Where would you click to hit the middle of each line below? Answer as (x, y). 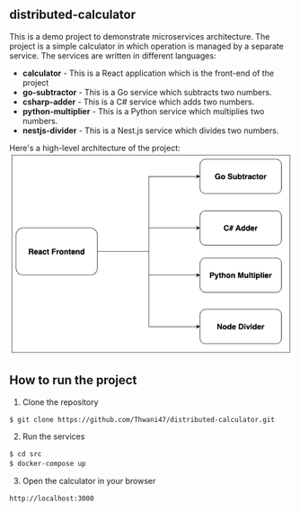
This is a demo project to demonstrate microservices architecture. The (140, 36)
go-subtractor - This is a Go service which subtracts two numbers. (147, 92)
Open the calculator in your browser (89, 481)
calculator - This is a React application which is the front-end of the (148, 73)
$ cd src (26, 454)
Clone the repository (60, 402)
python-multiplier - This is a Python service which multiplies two (143, 111)
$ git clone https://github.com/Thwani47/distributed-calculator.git (142, 419)
